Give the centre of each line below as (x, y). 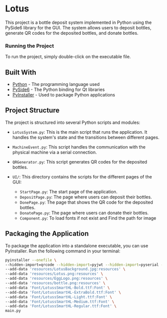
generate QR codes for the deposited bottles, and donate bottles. (72, 33)
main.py (13, 311)
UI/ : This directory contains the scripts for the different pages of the (82, 176)
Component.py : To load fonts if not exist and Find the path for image (88, 218)
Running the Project (30, 46)
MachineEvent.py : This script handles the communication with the (79, 147)
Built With (21, 72)
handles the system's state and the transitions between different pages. (86, 137)
